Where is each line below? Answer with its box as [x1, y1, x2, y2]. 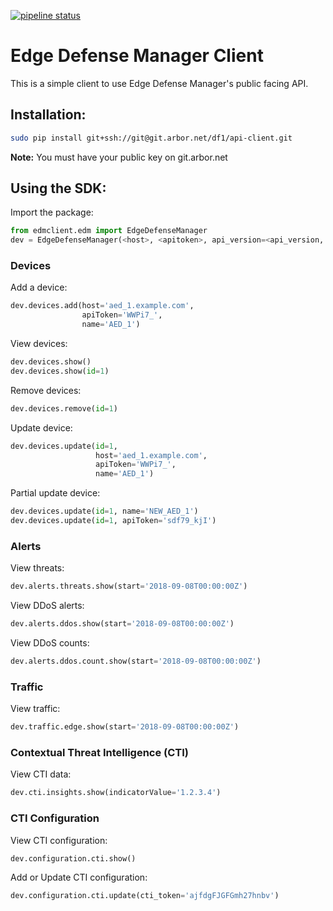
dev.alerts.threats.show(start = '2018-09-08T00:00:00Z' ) [10, 581, 248, 592]
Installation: [10, 106, 87, 124]
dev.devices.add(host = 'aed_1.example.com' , [10, 301, 195, 311]
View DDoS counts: [10, 637, 90, 649]
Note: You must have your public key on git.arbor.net [10, 151, 228, 163]
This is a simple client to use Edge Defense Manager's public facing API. [10, 77, 309, 89]
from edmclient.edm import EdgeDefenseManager [10, 226, 208, 236]
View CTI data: [10, 768, 72, 780]
